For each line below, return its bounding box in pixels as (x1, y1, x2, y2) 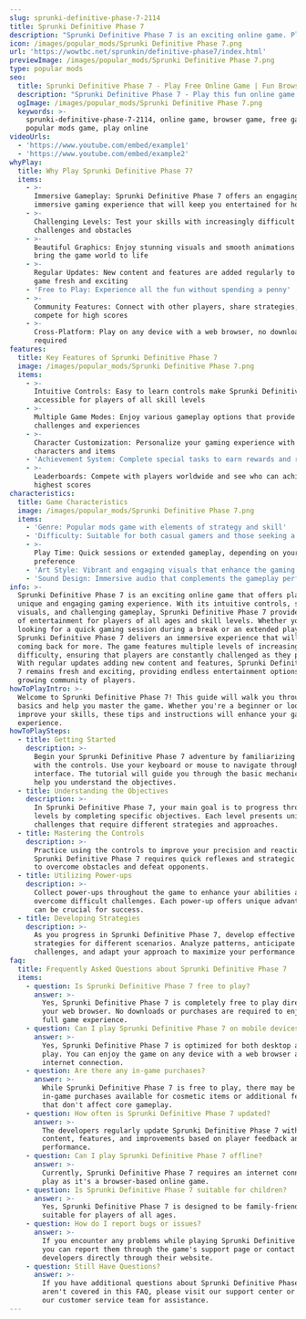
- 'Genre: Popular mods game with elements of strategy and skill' (25, 522, 287, 533)
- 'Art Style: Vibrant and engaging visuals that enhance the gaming (25, 565, 296, 575)
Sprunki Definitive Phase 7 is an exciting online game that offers (17, 591, 283, 600)
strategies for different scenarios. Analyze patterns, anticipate (33, 939, 296, 948)
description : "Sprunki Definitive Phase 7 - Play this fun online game (17, 90, 296, 99)
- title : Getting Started (17, 735, 117, 744)
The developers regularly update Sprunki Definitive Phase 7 (42, 1125, 280, 1135)
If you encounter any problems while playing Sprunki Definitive (42, 1236, 296, 1245)
